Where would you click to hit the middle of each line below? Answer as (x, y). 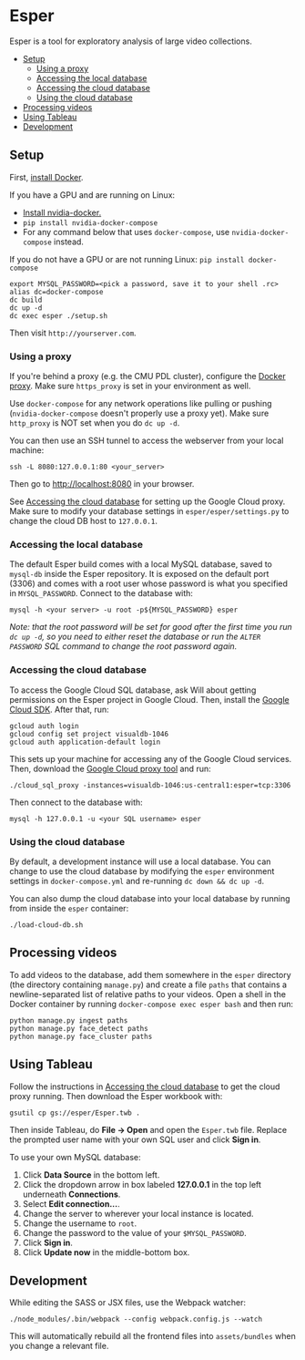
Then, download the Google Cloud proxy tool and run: (110, 768)
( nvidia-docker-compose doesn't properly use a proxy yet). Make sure (139, 413)
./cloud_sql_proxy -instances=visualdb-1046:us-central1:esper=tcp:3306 (150, 785)
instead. (69, 242)
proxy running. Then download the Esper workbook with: (116, 1096)
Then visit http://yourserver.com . (73, 333)
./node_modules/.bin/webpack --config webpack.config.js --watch (136, 1319)
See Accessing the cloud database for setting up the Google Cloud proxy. (147, 501)
